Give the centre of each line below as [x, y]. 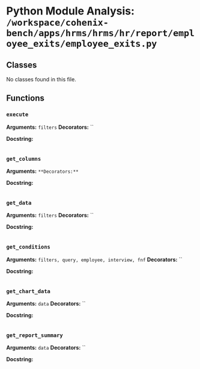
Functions [26, 98]
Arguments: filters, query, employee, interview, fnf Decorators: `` [94, 259]
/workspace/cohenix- [58, 23]
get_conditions [29, 247]
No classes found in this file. [41, 79]
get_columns [24, 159]
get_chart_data [29, 291]
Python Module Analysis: [71, 11]
